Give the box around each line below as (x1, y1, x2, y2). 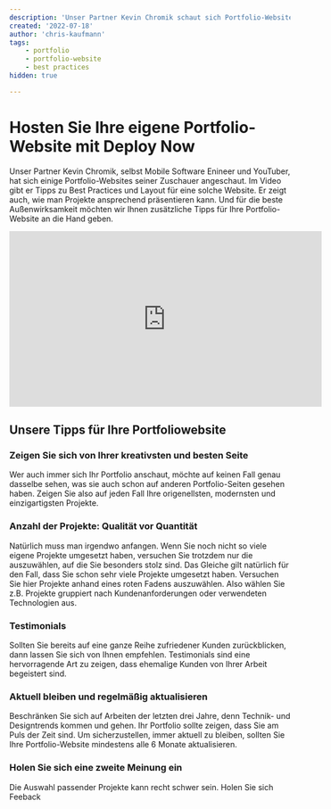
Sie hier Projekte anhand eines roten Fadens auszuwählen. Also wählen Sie (9, 578, 285, 589)
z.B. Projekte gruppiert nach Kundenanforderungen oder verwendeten (9, 588, 268, 598)
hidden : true (9, 71, 58, 80)
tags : (9, 37, 29, 47)
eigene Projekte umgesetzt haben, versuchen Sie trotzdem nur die (9, 549, 253, 560)
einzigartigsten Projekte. (9, 498, 99, 508)
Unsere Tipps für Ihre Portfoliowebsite (9, 423, 227, 438)
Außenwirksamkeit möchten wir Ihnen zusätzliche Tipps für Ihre (9, 203, 244, 214)
